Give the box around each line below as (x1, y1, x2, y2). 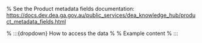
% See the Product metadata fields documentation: (6, 5, 135, 12)
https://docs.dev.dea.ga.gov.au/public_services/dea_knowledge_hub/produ (6, 12, 196, 19)
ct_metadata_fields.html (6, 18, 66, 25)
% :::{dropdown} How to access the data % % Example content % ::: (6, 30, 178, 37)
